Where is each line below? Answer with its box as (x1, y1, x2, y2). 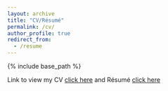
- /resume (13, 43, 42, 50)
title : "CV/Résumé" (7, 17, 65, 24)
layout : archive (7, 10, 55, 17)
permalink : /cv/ (7, 23, 55, 30)
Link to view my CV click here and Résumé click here (7, 76, 160, 84)
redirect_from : (7, 36, 52, 43)
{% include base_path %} (7, 62, 82, 70)
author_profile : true (7, 29, 71, 37)
